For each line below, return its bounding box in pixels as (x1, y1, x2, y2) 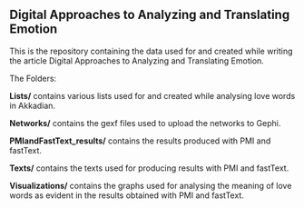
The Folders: (9, 73, 57, 84)
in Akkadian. (9, 100, 56, 111)
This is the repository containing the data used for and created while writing (9, 45, 293, 56)
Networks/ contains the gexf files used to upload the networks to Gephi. (9, 117, 281, 128)
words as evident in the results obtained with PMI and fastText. (9, 190, 245, 201)
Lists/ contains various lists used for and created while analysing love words (9, 90, 296, 101)
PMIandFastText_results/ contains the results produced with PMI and (9, 135, 271, 146)
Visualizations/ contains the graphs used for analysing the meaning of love (9, 180, 292, 191)
